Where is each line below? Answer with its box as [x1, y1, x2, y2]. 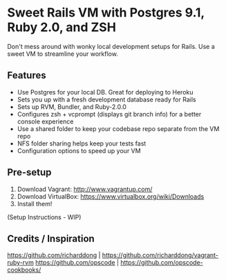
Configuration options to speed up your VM [17, 146, 141, 154]
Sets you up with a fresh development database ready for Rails [17, 95, 196, 103]
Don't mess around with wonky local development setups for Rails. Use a [7, 42, 216, 50]
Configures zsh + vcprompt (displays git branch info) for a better [17, 110, 202, 118]
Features [7, 70, 46, 81]
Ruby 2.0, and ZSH [7, 19, 116, 35]
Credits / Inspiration [7, 232, 95, 244]
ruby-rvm [7, 259, 35, 267]
